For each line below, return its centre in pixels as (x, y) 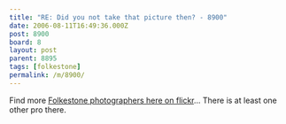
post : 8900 (29, 34)
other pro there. (38, 109)
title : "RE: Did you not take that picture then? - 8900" (118, 17)
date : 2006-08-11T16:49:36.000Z (69, 26)
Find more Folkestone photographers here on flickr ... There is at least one (143, 100)
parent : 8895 (33, 58)
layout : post (33, 50)
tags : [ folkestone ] (45, 67)
